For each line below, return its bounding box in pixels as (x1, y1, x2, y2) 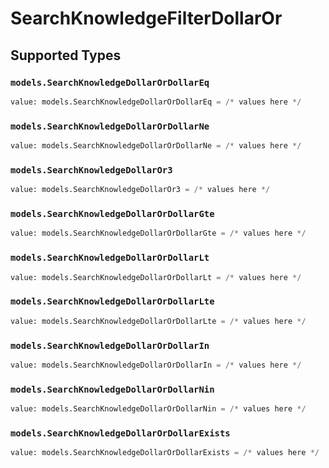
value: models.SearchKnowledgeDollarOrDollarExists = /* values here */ (10, 448, 320, 458)
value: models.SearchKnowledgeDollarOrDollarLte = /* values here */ (10, 316, 307, 326)
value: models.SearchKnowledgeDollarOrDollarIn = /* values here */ (10, 360, 302, 370)
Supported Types (10, 47, 122, 64)
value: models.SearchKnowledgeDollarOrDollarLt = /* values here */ (10, 272, 302, 282)
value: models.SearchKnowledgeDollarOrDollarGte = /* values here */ (10, 228, 307, 239)
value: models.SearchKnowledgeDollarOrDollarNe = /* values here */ (10, 141, 302, 151)
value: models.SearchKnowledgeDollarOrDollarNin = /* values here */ (10, 404, 307, 414)
